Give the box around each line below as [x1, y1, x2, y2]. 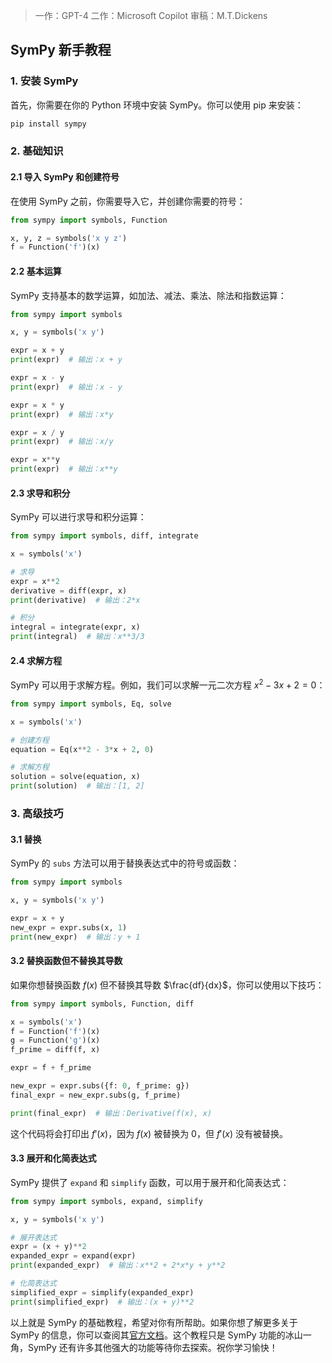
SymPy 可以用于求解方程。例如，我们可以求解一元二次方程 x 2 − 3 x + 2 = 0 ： [10, 677, 326, 691]
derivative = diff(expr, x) [10, 585, 128, 596]
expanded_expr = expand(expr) [10, 1251, 137, 1261]
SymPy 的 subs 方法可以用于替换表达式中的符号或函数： [10, 857, 240, 869]
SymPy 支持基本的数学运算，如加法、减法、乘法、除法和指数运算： [10, 289, 287, 301]
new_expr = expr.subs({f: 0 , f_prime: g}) [10, 1081, 190, 1091]
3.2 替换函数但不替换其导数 [10, 955, 123, 967]
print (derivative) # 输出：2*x [10, 595, 141, 605]
